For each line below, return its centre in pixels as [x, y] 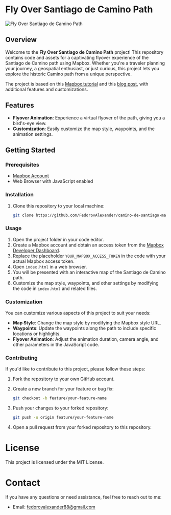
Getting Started [30, 150]
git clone [23, 215]
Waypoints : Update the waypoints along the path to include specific [84, 328]
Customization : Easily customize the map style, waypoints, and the [83, 129]
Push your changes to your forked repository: [60, 408]
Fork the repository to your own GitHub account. [64, 379]
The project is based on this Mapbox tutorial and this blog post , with [77, 84]
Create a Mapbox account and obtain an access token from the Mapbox [88, 245]
